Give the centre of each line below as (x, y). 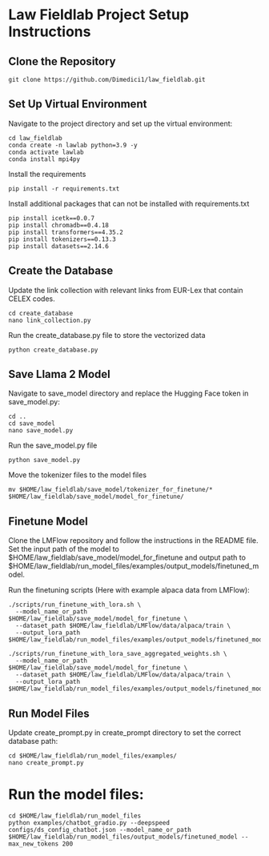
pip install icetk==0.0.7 (51, 218)
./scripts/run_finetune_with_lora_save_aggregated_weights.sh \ (118, 654)
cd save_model (32, 424)
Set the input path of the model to (64, 549)
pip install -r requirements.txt (64, 189)
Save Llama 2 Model (59, 374)
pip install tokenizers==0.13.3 (62, 239)
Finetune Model (48, 521)
